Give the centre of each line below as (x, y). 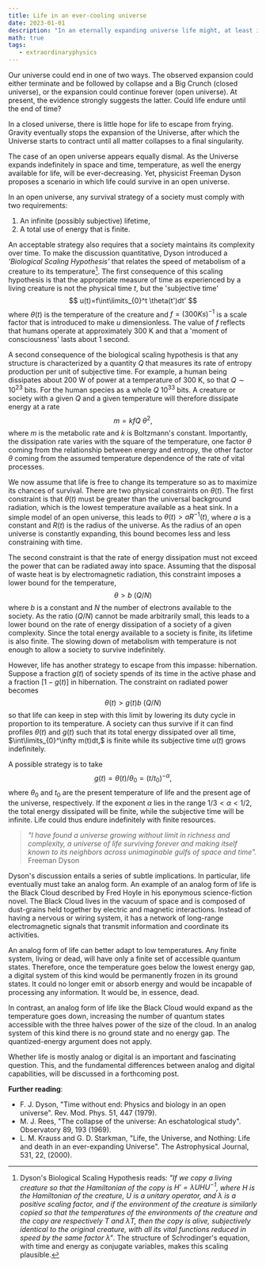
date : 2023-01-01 (37, 23)
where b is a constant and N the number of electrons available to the (120, 608)
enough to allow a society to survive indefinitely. (87, 650)
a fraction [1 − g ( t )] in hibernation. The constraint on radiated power (118, 682)
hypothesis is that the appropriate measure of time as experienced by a (125, 279)
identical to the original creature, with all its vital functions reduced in (133, 1230)
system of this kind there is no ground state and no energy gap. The (119, 1033)
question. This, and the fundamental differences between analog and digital (131, 1065)
